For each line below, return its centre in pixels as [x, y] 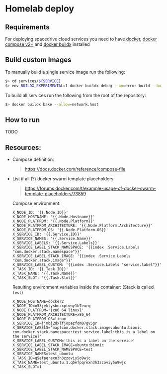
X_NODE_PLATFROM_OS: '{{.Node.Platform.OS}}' [60, 230]
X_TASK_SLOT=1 [27, 367]
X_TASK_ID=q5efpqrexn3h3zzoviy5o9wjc [51, 358]
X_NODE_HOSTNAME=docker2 [38, 302]
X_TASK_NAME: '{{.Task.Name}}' [45, 274]
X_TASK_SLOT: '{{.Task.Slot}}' [45, 278]
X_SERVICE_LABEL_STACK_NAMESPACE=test [52, 350]
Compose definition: [33, 159]
